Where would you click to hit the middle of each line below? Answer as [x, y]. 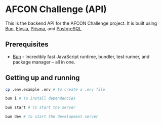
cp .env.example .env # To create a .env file [55, 89]
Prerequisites [27, 45]
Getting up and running [43, 78]
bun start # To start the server [40, 108]
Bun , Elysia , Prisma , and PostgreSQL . [44, 28]
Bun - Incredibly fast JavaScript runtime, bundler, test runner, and [81, 56]
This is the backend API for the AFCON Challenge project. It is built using [81, 23]
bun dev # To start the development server [52, 117]
